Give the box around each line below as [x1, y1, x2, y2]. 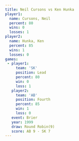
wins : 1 [9, 47, 25, 52]
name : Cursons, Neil [9, 16, 51, 21]
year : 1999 [11, 120, 34, 125]
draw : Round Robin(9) [11, 124, 55, 129]
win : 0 [15, 79, 29, 84]
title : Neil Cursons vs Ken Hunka [5, 7, 75, 12]
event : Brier [11, 115, 38, 120]
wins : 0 [9, 25, 25, 30]
